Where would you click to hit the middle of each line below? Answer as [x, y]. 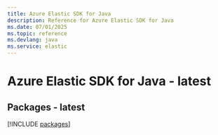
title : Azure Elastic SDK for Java [59, 14]
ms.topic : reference [38, 33]
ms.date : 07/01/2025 [38, 27]
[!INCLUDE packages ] [39, 124]
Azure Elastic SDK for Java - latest [109, 81]
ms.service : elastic [38, 46]
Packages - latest [46, 107]
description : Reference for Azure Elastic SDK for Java [90, 20]
